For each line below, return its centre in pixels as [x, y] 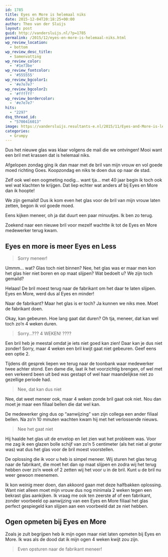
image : [12, 126]
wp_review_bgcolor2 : [27, 89]
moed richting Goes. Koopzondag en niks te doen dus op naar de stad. [78, 170]
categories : [17, 131]
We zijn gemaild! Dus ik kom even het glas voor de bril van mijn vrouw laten [83, 201]
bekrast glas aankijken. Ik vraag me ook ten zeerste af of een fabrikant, [78, 496]
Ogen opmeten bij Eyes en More [56, 522]
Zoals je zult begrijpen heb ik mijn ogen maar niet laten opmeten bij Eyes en [83, 534]
